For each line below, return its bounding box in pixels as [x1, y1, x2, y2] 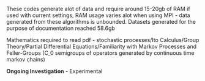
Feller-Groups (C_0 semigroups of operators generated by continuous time [6, 49, 195, 57]
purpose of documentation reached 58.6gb [6, 24, 115, 32]
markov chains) [6, 56, 46, 63]
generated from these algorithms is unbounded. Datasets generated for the [6, 18, 196, 25]
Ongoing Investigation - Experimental [6, 68, 103, 75]
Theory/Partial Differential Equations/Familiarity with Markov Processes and [6, 43, 197, 50]
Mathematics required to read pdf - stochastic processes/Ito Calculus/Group [6, 37, 199, 43]
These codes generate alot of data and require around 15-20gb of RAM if [6, 5, 191, 12]
